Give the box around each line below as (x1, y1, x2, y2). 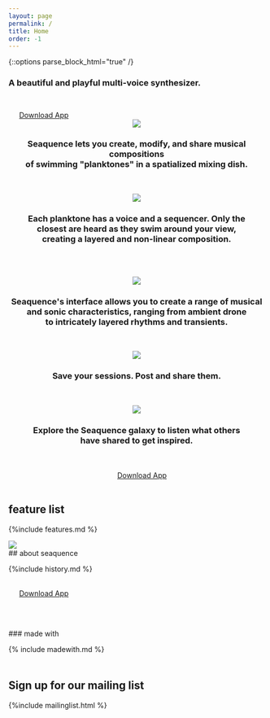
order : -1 (8, 34, 42, 43)
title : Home (8, 27, 49, 35)
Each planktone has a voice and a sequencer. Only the (28, 212, 246, 224)
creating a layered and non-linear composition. (41, 233, 232, 244)
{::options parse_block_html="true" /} (8, 57, 134, 67)
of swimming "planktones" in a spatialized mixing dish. (25, 159, 248, 170)
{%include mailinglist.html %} (8, 700, 107, 710)
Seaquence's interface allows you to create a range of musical (11, 296, 263, 308)
